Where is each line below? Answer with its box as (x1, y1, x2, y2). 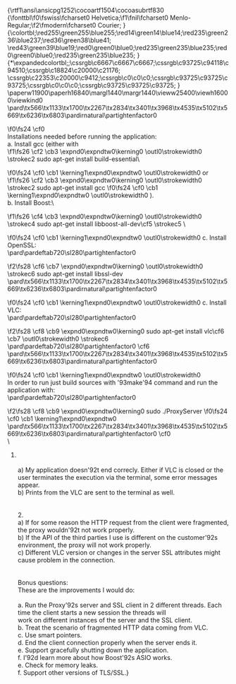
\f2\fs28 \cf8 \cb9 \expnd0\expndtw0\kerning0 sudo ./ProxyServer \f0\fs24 (7, 407, 228, 415)
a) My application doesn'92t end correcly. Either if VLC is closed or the (17, 466, 224, 474)
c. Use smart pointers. (17, 631, 82, 639)
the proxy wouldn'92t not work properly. (17, 526, 135, 534)
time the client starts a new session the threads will (17, 608, 167, 617)
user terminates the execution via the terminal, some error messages (17, 473, 218, 481)
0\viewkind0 (7, 96, 44, 105)
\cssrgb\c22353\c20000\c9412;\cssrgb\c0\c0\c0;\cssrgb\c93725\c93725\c (7, 73, 228, 82)
